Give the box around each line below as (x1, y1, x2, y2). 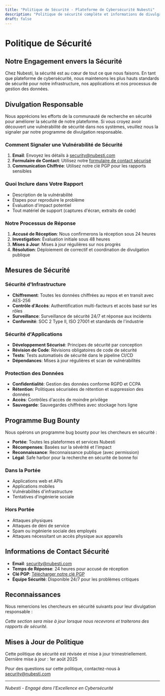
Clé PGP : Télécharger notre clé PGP (12, 571, 85, 577)
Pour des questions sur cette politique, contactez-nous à (5, 666, 120, 672)
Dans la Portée (5, 467, 41, 474)
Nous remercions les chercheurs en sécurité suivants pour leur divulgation (5, 603, 156, 609)
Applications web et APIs (12, 478, 63, 484)
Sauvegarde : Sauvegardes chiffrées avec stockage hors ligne (12, 402, 138, 408)
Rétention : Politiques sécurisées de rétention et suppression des (12, 386, 144, 392)
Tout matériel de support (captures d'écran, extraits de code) (12, 208, 137, 213)
